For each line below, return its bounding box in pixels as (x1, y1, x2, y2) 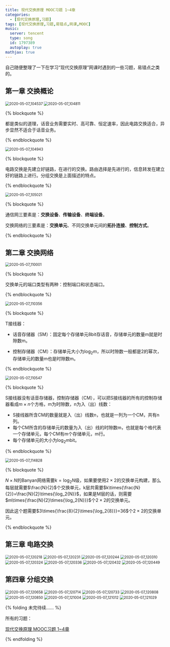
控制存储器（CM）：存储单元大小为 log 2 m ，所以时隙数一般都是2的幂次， (12, 348, 162, 355)
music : (5, 26, 19, 31)
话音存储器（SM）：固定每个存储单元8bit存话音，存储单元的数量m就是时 (12, 332, 162, 338)
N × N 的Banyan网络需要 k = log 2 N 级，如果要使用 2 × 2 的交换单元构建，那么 (5, 477, 161, 484)
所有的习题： (5, 615, 32, 622)
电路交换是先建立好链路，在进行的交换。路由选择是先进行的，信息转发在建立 (5, 166, 165, 172)
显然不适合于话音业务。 (9, 127, 59, 133)
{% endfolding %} (5, 636, 43, 642)
